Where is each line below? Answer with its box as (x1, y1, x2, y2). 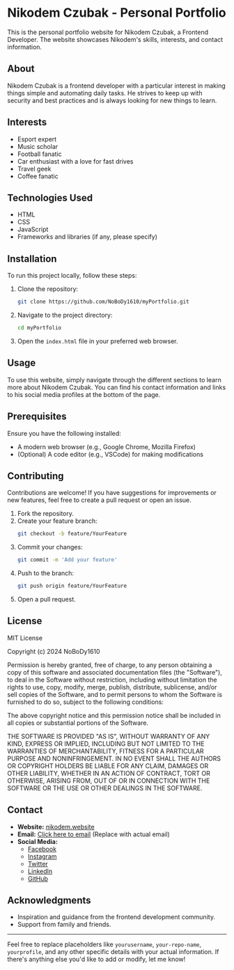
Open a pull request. (17, 595, 77, 603)
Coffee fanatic (17, 172, 59, 180)
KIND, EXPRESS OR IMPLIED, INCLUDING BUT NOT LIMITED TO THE (7, 740, 205, 748)
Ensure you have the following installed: (7, 429, 122, 437)
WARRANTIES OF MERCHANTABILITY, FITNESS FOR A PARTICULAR (7, 746, 204, 755)
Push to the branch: (17, 569, 75, 577)
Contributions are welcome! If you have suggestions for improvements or (7, 489, 217, 497)
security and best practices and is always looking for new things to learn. (7, 96, 217, 104)
